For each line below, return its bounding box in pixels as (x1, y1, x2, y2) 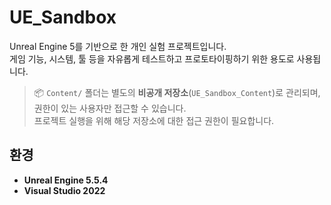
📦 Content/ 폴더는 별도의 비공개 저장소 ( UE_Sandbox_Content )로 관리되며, (33, 86, 321, 98)
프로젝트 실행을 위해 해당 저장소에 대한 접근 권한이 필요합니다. (33, 114, 275, 126)
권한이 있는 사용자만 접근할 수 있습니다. (33, 102, 187, 114)
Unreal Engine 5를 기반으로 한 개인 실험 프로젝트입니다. (9, 40, 227, 52)
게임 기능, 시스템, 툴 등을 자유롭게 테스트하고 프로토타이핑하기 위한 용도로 (9, 52, 295, 65)
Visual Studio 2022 (23, 184, 106, 196)
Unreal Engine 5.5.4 (23, 174, 109, 186)
